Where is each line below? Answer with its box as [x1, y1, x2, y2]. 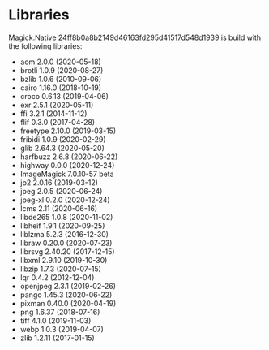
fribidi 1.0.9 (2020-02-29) [19, 134, 106, 144]
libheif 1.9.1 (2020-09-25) [19, 221, 105, 231]
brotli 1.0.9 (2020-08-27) [19, 65, 104, 75]
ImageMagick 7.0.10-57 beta [19, 169, 115, 179]
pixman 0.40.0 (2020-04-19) [19, 298, 117, 308]
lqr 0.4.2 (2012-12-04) [19, 272, 95, 282]
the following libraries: [8, 41, 83, 50]
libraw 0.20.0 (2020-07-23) [19, 238, 113, 248]
